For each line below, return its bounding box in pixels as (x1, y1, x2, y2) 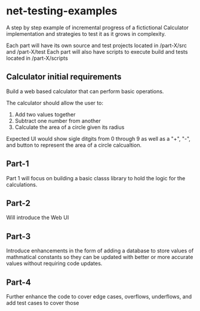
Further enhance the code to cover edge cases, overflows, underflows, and (6, 293, 192, 300)
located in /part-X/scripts (6, 54, 69, 61)
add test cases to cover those (6, 300, 79, 306)
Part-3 (6, 231, 31, 241)
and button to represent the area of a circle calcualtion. (6, 141, 142, 149)
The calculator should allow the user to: (6, 99, 103, 106)
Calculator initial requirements (6, 72, 122, 82)
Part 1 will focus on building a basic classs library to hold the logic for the (6, 174, 186, 181)
